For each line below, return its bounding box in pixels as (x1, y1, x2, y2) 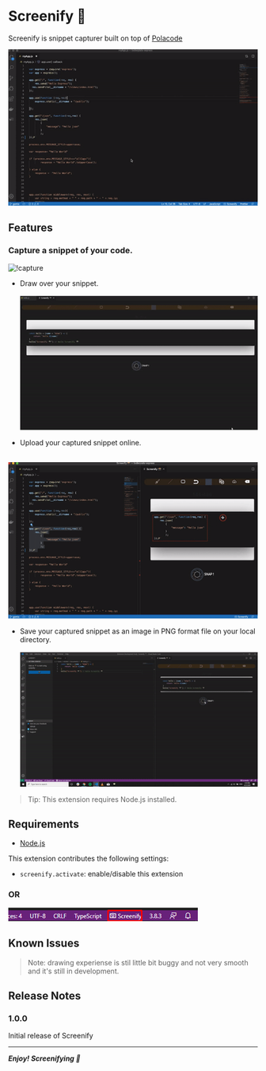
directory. (19, 635, 51, 645)
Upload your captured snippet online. (19, 438, 142, 448)
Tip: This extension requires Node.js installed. (27, 794, 177, 804)
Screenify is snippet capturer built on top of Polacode (8, 33, 183, 43)
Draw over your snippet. (19, 278, 99, 288)
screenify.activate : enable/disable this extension (19, 869, 184, 879)
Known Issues (8, 937, 80, 950)
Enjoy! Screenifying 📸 (8, 1054, 81, 1063)
